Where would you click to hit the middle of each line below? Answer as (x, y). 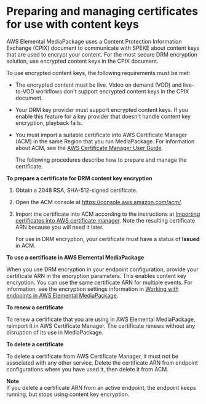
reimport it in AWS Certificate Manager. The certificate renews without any (101, 326)
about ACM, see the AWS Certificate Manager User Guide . (89, 148)
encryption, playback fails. (49, 123)
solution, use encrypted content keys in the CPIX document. (82, 61)
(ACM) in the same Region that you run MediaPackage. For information (105, 141)
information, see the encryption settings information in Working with (93, 289)
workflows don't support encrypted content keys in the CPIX (113, 91)
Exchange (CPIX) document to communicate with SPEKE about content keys (103, 48)
